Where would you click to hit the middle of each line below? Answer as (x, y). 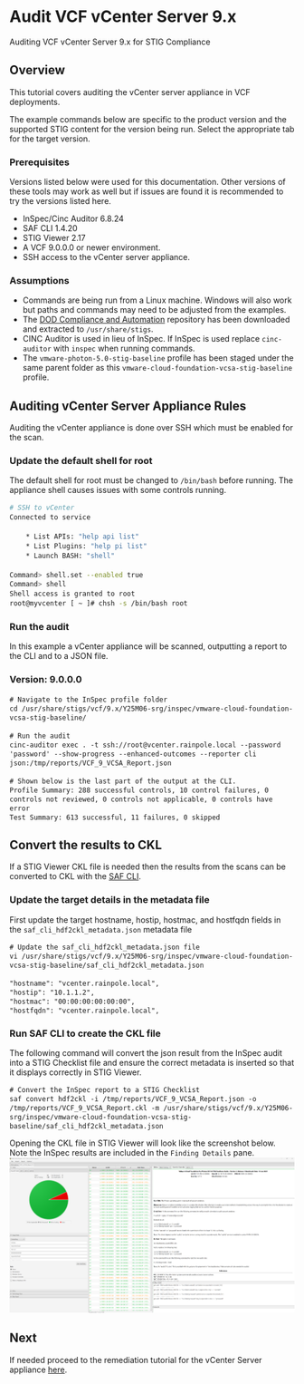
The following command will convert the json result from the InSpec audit (146, 1053)
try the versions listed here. (60, 201)
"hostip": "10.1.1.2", (52, 992)
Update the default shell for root (81, 461)
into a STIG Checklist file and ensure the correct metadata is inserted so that (152, 1063)
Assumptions (39, 280)
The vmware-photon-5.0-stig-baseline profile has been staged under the (158, 358)
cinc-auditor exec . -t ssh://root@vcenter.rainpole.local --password (145, 745)
